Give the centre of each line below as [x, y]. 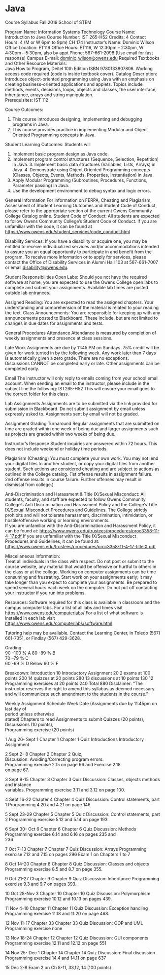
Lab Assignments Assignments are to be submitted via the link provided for [81, 403]
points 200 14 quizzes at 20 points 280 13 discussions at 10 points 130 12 [79, 678]
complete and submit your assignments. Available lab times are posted [77, 287]
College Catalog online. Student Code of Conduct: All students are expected [82, 216]
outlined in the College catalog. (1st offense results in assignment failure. [79, 474]
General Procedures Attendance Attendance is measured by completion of [81, 333]
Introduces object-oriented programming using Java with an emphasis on [80, 79]
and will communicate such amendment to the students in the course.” [77, 694]
